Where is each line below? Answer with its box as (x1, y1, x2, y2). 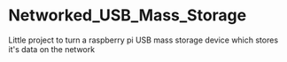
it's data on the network (8, 43, 95, 54)
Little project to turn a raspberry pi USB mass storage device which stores (8, 35, 279, 45)
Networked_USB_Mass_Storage (8, 5, 247, 26)
